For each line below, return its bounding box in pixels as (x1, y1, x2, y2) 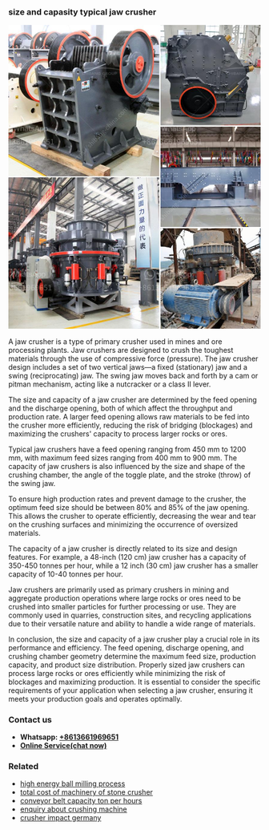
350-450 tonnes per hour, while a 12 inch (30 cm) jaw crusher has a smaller (8, 561, 259, 570)
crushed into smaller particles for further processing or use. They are (8, 601, 237, 611)
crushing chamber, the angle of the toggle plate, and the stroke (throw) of (8, 470, 251, 480)
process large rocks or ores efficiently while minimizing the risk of (8, 668, 226, 678)
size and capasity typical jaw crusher (8, 6, 157, 18)
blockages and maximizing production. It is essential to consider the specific (8, 677, 261, 686)
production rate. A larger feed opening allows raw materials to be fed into (8, 411, 250, 421)
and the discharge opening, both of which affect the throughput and (8, 403, 233, 413)
